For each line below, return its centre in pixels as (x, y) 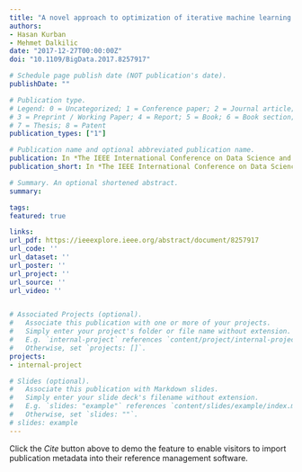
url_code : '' (34, 249)
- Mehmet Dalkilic (44, 43)
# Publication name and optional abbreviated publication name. (132, 150)
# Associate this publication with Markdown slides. (114, 389)
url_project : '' (40, 274)
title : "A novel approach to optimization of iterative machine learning (151, 18)
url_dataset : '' (40, 257)
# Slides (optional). (50, 381)
